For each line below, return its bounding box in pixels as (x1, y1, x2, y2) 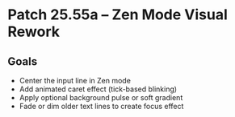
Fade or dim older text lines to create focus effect (19, 102, 184, 111)
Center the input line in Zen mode (19, 76, 131, 85)
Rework (7, 22, 61, 41)
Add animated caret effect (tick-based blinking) (19, 84, 178, 94)
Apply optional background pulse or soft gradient (19, 93, 183, 102)
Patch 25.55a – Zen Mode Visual (7, 6, 228, 24)
